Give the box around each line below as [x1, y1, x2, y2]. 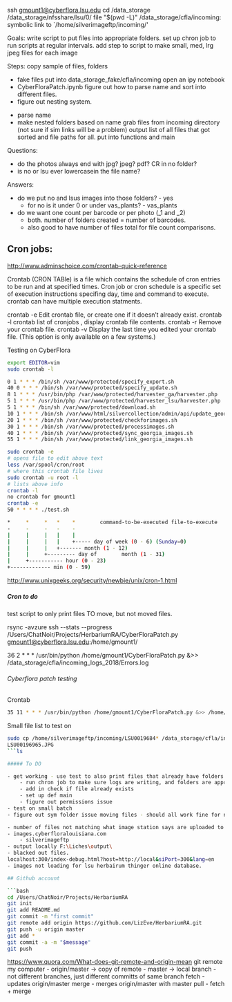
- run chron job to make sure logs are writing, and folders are [19, 779, 212, 786]
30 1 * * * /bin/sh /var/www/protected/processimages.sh [7, 423, 175, 430]
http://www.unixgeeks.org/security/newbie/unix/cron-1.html [7, 577, 177, 585]
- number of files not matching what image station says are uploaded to [7, 824, 224, 831]
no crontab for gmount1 [7, 494, 76, 501]
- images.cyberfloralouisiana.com [7, 830, 107, 837]
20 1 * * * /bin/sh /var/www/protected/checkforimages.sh [7, 416, 177, 424]
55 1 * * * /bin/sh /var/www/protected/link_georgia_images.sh [7, 436, 193, 443]
